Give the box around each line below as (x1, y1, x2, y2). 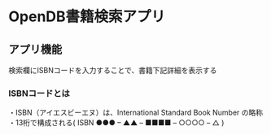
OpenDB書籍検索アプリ (8, 7, 166, 26)
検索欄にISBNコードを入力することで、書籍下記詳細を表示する (8, 66, 217, 75)
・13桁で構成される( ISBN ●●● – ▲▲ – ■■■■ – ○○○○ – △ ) (8, 118, 225, 128)
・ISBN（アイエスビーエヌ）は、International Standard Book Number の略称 (8, 107, 264, 118)
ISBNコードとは (8, 87, 71, 98)
